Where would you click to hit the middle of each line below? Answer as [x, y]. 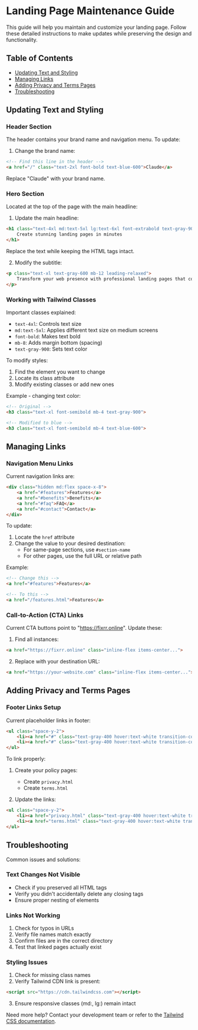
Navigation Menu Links [40, 463]
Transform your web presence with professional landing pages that [101, 279]
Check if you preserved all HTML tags [61, 887]
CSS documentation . [31, 1021]
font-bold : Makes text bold [47, 336]
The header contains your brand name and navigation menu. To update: [93, 139]
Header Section [29, 127]
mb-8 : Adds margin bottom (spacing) [58, 343]
